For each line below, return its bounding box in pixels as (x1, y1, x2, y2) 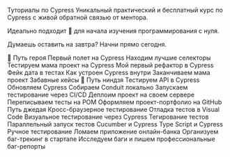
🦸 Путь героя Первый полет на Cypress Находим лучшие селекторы (7, 53, 211, 62)
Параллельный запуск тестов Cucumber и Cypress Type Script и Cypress (7, 120, 223, 128)
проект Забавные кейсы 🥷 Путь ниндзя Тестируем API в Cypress (7, 76, 200, 84)
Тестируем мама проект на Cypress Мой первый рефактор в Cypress (7, 61, 214, 69)
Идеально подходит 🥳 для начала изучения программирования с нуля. (7, 27, 220, 35)
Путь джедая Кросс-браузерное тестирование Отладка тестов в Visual (7, 106, 220, 113)
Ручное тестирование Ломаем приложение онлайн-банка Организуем (7, 128, 219, 135)
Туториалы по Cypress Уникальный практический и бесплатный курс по (7, 6, 223, 14)
